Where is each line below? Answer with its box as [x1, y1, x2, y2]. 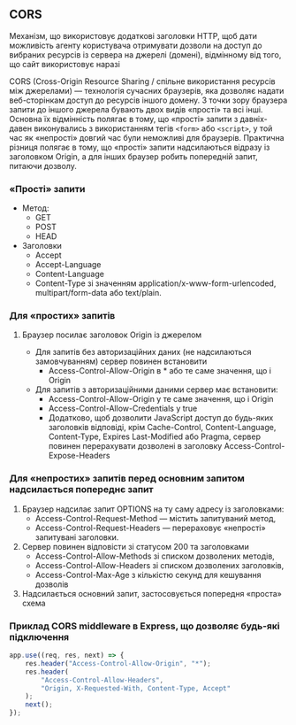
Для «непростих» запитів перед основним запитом [9, 473, 246, 485]
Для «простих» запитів [9, 310, 116, 322]
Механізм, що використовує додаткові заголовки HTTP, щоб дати [9, 30, 258, 41]
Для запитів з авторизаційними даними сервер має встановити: [34, 384, 278, 395]
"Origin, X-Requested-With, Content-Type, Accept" [41, 683, 231, 693]
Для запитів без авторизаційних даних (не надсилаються [34, 347, 252, 358]
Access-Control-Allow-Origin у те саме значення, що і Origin [48, 394, 274, 405]
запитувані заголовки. [34, 531, 119, 543]
